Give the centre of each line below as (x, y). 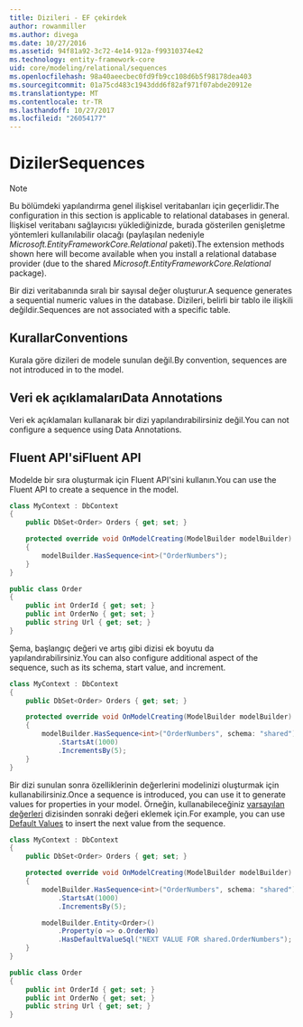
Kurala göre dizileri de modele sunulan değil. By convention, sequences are (148, 360)
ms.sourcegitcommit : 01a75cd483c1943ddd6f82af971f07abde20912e (131, 85)
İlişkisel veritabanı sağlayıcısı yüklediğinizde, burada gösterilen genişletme (147, 225)
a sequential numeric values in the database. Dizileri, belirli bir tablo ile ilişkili (151, 300)
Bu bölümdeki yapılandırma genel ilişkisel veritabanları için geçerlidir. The (144, 206)
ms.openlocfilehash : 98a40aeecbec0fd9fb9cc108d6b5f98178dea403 (131, 77)
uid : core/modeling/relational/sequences (88, 69)
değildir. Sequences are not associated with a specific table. (120, 310)
